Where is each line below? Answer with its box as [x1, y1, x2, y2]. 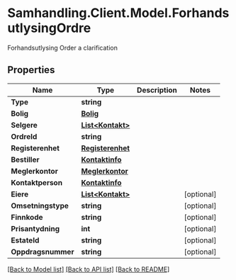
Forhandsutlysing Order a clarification [7, 43, 118, 52]
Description [137, 85, 177, 95]
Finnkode [11, 212, 43, 222]
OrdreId [11, 131, 38, 141]
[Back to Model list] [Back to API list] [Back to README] [7, 264, 170, 274]
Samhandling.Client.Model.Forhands [7, 5, 230, 21]
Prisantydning [11, 223, 60, 233]
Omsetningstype [11, 201, 69, 211]
